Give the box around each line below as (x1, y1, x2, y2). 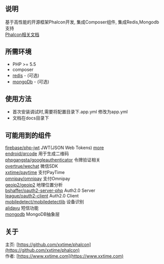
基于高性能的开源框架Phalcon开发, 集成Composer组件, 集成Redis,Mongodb (5, 19, 160, 25)
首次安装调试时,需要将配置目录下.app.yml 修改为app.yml (12, 109, 128, 115)
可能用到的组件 (5, 131, 51, 139)
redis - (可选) (12, 72, 39, 78)
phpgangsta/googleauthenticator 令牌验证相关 (5, 157, 101, 163)
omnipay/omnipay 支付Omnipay (5, 175, 71, 181)
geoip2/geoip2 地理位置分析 (5, 182, 63, 188)
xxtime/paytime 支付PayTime (5, 169, 65, 175)
